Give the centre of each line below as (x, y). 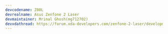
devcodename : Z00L (24, 10)
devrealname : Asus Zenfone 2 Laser (42, 14)
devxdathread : (20, 24)
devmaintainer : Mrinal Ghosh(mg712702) (47, 19)
